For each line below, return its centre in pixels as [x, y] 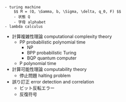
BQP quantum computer [52, 58]
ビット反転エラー [37, 88]
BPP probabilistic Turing [51, 53]
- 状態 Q [22, 17]
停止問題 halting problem [45, 75]
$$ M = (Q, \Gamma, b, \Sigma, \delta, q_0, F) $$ [67, 11]
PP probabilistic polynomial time [52, 42]
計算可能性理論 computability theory [49, 69]
